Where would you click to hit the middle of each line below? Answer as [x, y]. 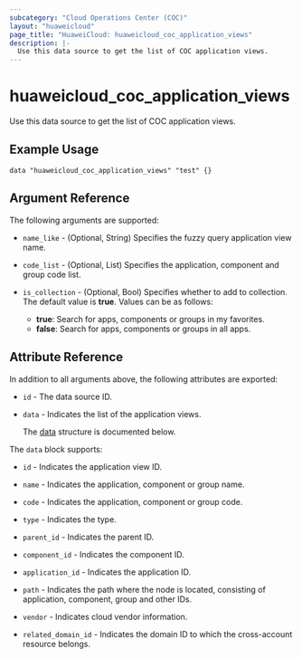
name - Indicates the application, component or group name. [133, 484]
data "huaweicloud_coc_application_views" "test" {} [111, 170]
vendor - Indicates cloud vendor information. [105, 616]
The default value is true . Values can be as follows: [118, 301]
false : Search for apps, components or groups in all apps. [143, 329]
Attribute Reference [66, 357]
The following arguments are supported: [85, 220]
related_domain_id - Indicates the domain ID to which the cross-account [157, 634]
